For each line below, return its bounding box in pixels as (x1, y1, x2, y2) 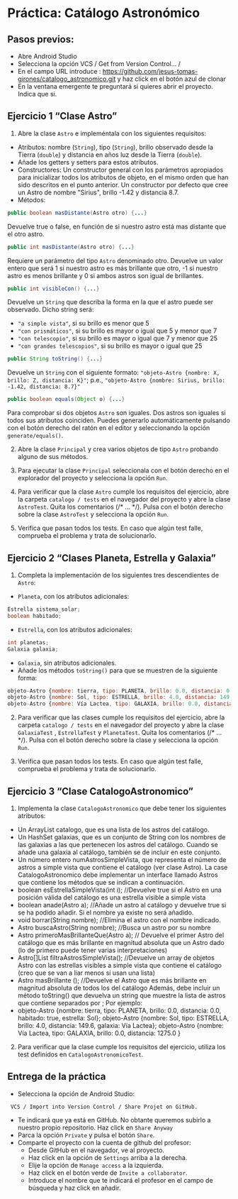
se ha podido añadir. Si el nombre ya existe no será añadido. (17, 908, 194, 917)
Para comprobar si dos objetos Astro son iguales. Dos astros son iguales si (7, 409, 226, 417)
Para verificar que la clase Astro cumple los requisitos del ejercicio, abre (17, 487, 229, 496)
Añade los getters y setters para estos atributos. (17, 158, 159, 166)
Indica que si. (17, 90, 57, 98)
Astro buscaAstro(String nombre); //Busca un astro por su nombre (17, 923, 211, 932)
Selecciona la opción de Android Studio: (17, 1089, 135, 1098)
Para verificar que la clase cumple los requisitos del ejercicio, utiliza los (17, 1042, 226, 1051)
